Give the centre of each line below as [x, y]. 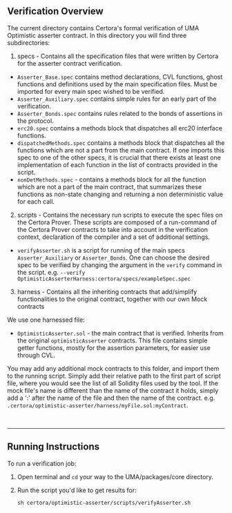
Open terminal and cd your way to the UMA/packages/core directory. [115, 476]
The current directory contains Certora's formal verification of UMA [103, 28]
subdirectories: [29, 42]
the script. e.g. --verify [51, 272]
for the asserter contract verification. [69, 63]
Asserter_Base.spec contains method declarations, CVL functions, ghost [120, 77]
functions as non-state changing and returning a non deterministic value [120, 194]
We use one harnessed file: [46, 320]
